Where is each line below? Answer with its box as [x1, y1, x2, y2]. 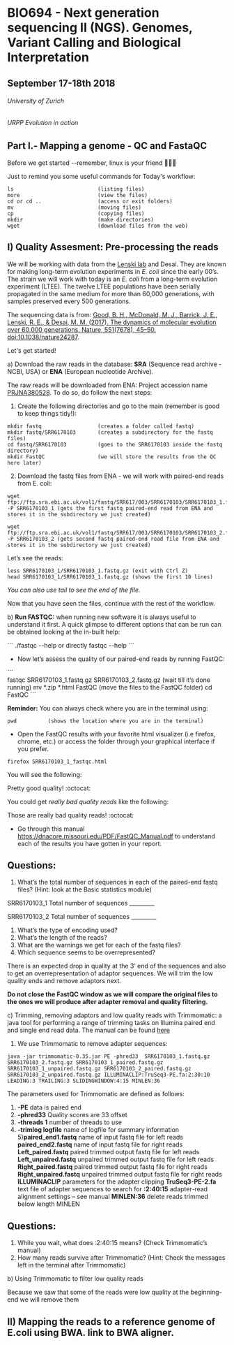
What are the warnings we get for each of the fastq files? [17, 941, 181, 950]
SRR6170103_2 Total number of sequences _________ [7, 913, 157, 921]
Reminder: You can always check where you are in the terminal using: [7, 704, 208, 712]
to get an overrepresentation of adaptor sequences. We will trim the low [7, 969, 214, 977]
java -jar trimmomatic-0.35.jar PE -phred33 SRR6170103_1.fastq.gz [7, 1053, 210, 1060]
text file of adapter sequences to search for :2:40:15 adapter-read [17, 1185, 208, 1193]
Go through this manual [17, 824, 85, 833]
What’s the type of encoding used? [17, 926, 118, 934]
